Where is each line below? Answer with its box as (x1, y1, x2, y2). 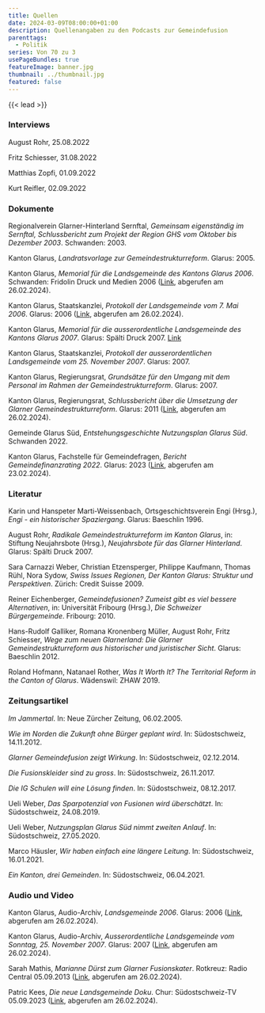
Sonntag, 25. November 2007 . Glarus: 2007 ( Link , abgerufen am (8, 939, 218, 949)
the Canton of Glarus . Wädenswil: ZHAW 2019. (8, 676, 161, 685)
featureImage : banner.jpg (8, 63, 93, 71)
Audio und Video (8, 889, 74, 901)
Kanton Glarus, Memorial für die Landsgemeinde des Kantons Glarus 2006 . (8, 268, 255, 278)
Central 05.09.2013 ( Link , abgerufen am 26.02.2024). (8, 972, 182, 981)
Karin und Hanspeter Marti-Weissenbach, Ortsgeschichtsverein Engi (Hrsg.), (8, 506, 258, 516)
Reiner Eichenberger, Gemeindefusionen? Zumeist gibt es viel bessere (8, 595, 237, 604)
